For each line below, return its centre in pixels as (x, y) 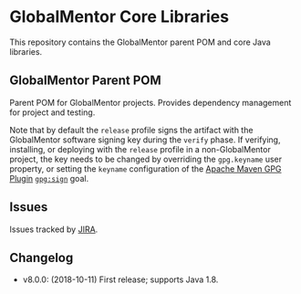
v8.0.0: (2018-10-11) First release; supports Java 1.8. (120, 279)
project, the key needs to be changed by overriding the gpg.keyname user (146, 159)
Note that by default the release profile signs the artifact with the (131, 130)
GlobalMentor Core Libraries (119, 17)
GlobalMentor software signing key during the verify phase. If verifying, (145, 140)
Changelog (42, 257)
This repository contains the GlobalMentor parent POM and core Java (140, 42)
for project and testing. (52, 112)
